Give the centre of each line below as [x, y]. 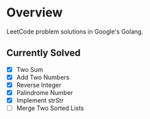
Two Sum [30, 69]
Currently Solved [43, 53]
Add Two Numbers [43, 77]
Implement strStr [40, 100]
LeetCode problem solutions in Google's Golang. [75, 31]
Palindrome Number [45, 92]
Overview [35, 13]
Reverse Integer [39, 85]
